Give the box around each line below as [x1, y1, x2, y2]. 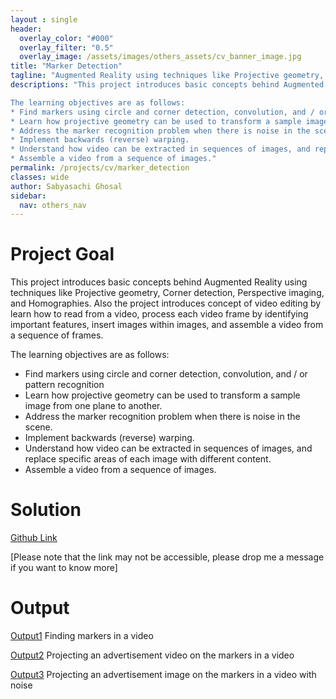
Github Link [10, 532, 58, 544]
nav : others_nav [19, 200, 87, 210]
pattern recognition [24, 379, 105, 391]
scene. [24, 421, 53, 433]
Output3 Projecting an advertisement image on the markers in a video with [10, 669, 317, 681]
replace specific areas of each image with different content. [24, 453, 272, 465]
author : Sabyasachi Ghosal [10, 181, 123, 191]
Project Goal [10, 243, 115, 266]
